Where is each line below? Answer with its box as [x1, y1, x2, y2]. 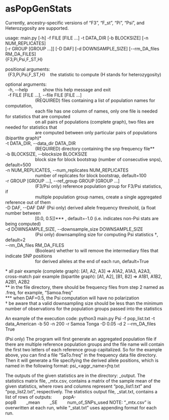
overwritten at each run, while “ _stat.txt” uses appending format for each [5, 404, 157, 410]
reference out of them [5, 199, 51, 205]
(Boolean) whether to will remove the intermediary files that [35, 247, 159, 253]
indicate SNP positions [5, 253, 52, 259]
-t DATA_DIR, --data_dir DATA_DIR [5, 140, 76, 146]
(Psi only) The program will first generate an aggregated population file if [5, 336, 157, 342]
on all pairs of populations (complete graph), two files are [35, 119, 154, 125]
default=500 [5, 162, 31, 168]
